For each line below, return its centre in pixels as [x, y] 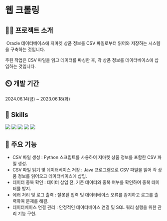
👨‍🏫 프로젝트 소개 [29, 30]
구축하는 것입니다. [28, 49]
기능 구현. [27, 213]
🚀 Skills [17, 115]
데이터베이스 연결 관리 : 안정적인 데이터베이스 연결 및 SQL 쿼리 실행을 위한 [84, 207]
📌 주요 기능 [21, 145]
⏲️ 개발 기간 [22, 84]
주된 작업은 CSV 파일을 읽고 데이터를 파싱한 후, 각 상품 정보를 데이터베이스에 [79, 60]
